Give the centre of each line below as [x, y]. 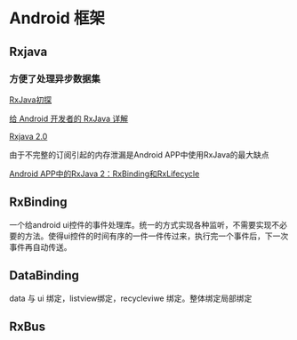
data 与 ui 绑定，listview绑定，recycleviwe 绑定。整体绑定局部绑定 [131, 298]
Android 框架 [57, 18]
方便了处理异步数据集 [55, 78]
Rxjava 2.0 [28, 136]
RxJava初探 [30, 100]
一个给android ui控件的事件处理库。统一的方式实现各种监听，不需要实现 [140, 224]
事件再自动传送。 [40, 247]
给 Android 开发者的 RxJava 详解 [69, 118]
